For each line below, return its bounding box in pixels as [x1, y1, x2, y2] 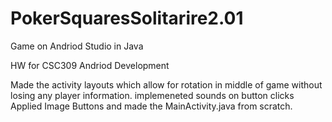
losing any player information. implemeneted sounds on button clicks [10, 89, 295, 101]
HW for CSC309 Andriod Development [10, 59, 170, 71]
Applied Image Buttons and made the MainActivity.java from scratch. [10, 100, 293, 112]
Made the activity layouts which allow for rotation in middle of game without [10, 78, 323, 91]
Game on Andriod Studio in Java [10, 40, 144, 52]
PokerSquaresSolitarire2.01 [10, 7, 244, 30]
